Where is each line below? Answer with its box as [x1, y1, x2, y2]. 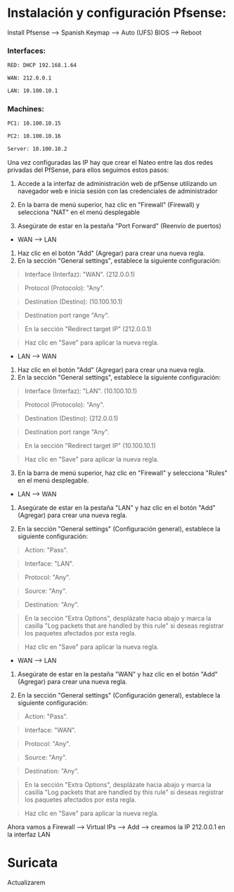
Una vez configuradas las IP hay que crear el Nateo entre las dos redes [7, 158, 214, 166]
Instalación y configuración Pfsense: [7, 5, 227, 21]
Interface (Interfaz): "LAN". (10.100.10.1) [24, 386, 138, 395]
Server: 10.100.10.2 [7, 145, 68, 152]
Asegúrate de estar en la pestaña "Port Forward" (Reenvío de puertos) [17, 221, 221, 230]
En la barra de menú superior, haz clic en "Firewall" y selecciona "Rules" [17, 469, 228, 477]
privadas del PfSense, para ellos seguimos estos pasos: [7, 166, 169, 174]
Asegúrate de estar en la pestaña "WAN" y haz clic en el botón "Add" [17, 669, 218, 678]
